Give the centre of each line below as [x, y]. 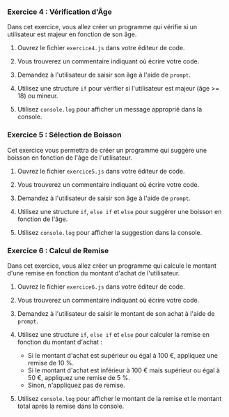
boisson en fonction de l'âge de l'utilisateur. [70, 158]
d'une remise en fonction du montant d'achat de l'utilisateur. [94, 273]
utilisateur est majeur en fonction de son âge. [72, 34]
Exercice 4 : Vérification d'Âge [60, 12]
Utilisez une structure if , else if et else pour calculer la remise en [113, 334]
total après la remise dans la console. [71, 406]
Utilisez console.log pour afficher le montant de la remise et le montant [119, 398]
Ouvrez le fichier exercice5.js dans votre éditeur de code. [101, 171]
